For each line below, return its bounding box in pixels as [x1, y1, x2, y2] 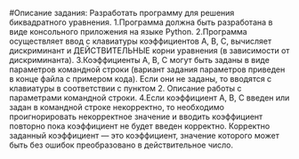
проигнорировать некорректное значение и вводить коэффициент [9, 111, 263, 122]
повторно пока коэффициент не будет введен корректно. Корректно [9, 121, 271, 131]
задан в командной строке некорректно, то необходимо [9, 102, 225, 112]
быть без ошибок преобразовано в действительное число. [9, 139, 234, 150]
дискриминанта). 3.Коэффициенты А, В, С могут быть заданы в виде [9, 55, 270, 65]
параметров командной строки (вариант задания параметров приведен [9, 64, 286, 75]
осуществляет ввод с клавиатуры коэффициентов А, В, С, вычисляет [9, 36, 272, 46]
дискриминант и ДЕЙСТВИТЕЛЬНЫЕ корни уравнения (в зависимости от [9, 45, 290, 56]
